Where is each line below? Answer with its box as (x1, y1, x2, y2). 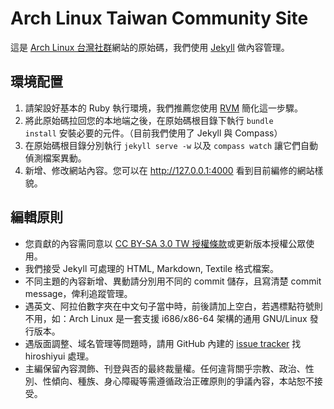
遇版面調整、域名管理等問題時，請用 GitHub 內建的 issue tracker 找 (24, 337, 302, 349)
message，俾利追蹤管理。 (24, 287, 133, 299)
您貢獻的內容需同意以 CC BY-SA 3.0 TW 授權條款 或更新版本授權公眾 (24, 237, 307, 249)
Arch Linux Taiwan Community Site (10, 7, 309, 30)
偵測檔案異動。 (24, 152, 87, 164)
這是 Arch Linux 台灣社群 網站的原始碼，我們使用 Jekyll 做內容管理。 (10, 41, 290, 53)
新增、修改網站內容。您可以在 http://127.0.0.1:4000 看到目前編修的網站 (24, 164, 315, 176)
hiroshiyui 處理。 (24, 350, 95, 362)
